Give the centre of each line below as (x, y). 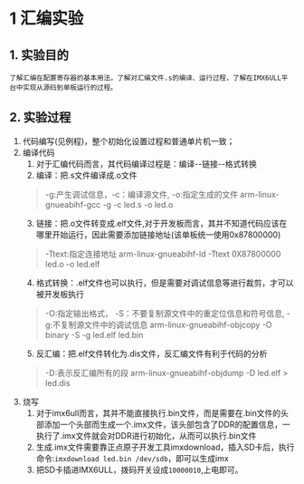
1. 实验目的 (39, 55)
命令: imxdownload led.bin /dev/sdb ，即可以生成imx (132, 458)
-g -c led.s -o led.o (138, 204)
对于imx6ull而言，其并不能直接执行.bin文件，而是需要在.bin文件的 (158, 412)
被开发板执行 (60, 294)
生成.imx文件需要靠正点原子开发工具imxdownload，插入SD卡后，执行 (165, 447)
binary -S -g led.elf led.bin (94, 334)
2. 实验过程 (40, 117)
